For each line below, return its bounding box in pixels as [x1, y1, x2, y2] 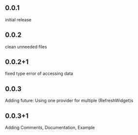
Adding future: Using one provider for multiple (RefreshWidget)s [5, 98, 134, 103]
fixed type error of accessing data [5, 70, 73, 77]
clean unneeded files [5, 44, 47, 50]
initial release [5, 17, 32, 22]
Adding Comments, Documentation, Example [5, 125, 95, 131]
